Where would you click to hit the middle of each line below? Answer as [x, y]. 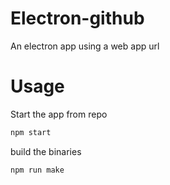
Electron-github [77, 18]
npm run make [37, 170]
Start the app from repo [59, 114]
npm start [31, 132]
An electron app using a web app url [85, 46]
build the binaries [46, 151]
